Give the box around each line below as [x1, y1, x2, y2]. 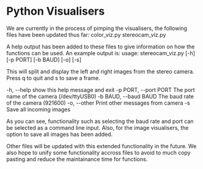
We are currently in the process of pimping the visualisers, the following [6, 24, 188, 32]
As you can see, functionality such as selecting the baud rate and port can [6, 118, 194, 125]
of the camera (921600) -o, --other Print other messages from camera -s [6, 99, 191, 107]
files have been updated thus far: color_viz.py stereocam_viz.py [6, 31, 166, 38]
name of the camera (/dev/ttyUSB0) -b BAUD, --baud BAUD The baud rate [6, 92, 194, 100]
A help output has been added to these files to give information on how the [6, 43, 195, 50]
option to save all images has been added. [6, 130, 113, 138]
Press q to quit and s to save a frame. [6, 74, 100, 81]
